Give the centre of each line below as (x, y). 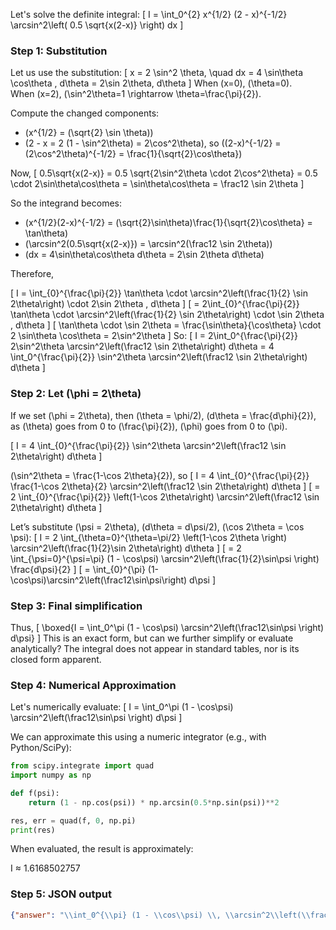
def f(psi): (35, 793)
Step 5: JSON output (61, 894)
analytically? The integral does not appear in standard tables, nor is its (155, 648)
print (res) (33, 830)
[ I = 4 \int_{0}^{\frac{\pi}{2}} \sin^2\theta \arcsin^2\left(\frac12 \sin (148, 445)
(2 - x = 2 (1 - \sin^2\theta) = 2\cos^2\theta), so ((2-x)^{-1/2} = (153, 143)
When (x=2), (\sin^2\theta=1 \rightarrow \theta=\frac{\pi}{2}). (136, 94)
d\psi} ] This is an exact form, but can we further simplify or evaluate (152, 638)
